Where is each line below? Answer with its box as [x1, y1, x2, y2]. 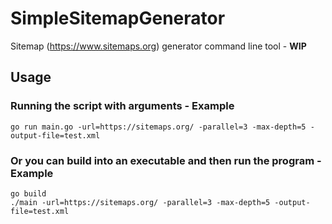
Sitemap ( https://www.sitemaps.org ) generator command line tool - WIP [10, 40, 307, 52]
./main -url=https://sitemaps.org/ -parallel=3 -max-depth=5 [10, 197, 271, 207]
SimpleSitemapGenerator [10, 7, 226, 30]
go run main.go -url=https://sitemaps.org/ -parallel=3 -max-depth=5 [10, 122, 307, 132]
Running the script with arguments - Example [10, 99, 235, 113]
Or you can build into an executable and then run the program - [10, 153, 322, 167]
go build [10, 188, 47, 199]
